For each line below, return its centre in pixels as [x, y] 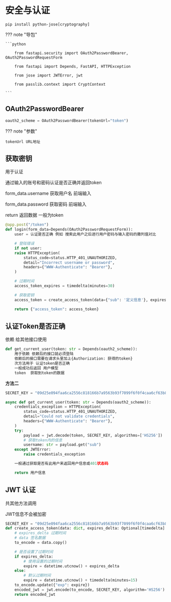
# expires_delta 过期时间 [40, 533]
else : [20, 571]
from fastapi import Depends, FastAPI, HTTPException [73, 66]
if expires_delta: [34, 557]
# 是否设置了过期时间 [34, 551]
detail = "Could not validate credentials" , [69, 416]
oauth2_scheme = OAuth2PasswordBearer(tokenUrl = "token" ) [67, 120]
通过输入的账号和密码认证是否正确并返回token [53, 183]
